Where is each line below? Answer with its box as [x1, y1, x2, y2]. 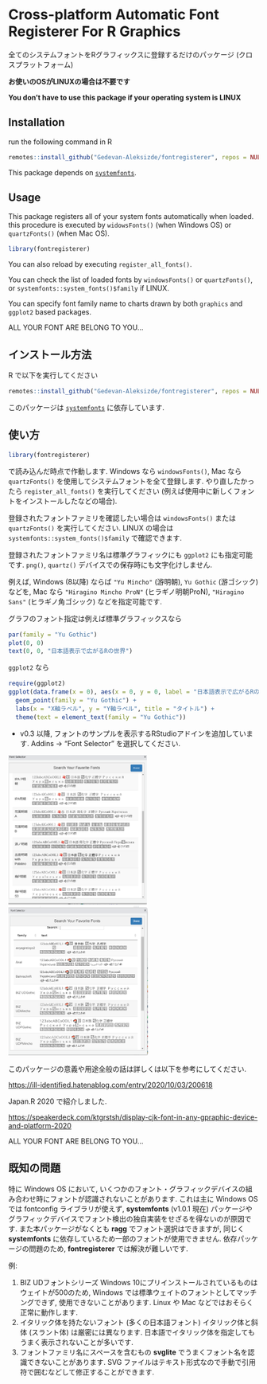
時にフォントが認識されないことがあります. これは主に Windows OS [35, 1194, 258, 1203]
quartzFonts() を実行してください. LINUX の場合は [8, 523, 174, 533]
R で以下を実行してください [8, 370, 99, 380]
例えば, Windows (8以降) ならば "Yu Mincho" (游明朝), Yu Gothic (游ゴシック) [8, 577, 259, 586]
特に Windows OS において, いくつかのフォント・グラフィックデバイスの [8, 1184, 246, 1194]
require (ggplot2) [8, 679, 66, 688]
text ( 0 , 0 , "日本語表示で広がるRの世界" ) [8, 647, 133, 655]
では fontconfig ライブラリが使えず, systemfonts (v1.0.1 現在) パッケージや [8, 1204, 253, 1214]
